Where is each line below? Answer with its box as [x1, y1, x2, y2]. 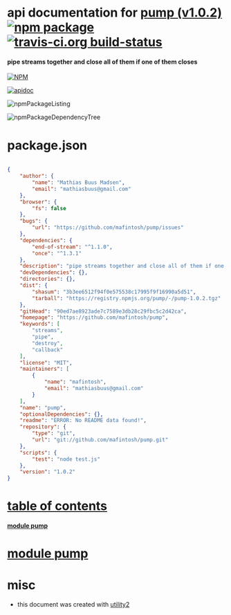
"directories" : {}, [19, 275, 76, 283]
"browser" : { [19, 199, 57, 205]
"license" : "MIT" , [19, 359, 73, 366]
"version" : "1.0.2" [19, 468, 76, 475]
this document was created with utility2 [17, 600, 130, 609]
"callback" [32, 346, 64, 354]
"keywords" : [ [19, 320, 60, 328]
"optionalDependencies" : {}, [19, 410, 104, 418]
